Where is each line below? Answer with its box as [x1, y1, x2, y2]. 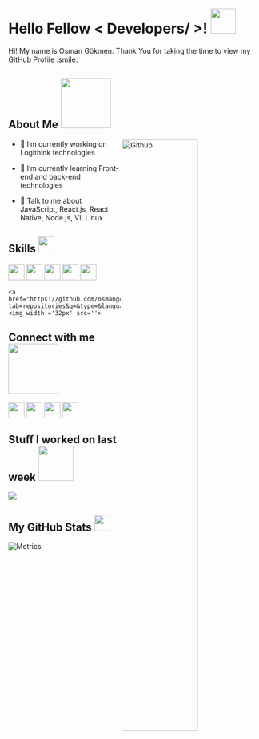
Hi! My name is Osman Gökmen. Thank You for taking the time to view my [8, 46, 251, 55]
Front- [98, 163, 120, 172]
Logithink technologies [19, 147, 96, 157]
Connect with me [8, 330, 96, 344]
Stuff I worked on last [8, 433, 118, 446]
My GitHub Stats [8, 520, 92, 534]
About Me [8, 118, 58, 131]
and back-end [34, 172, 82, 181]
